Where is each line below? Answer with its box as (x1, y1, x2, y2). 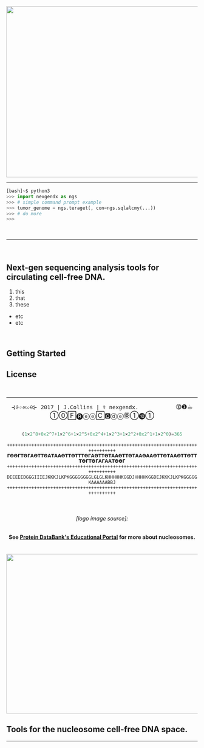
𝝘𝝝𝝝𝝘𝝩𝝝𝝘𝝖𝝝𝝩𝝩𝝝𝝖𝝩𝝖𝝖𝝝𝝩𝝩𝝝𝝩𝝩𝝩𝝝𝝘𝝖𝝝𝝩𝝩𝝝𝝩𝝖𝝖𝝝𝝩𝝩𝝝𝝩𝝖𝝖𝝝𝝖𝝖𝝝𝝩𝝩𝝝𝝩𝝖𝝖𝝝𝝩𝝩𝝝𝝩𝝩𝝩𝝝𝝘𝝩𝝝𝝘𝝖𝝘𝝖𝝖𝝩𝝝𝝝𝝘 (7, 453, 197, 459)
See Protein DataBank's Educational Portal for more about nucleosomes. (8, 533, 195, 541)
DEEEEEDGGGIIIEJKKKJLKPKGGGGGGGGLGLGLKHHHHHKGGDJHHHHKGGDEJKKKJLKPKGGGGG (7, 474, 197, 480)
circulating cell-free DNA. (6, 272, 106, 282)
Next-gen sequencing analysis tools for (6, 262, 160, 272)
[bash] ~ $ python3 (6, 188, 50, 194)
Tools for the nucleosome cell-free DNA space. (6, 724, 188, 735)
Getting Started (6, 348, 66, 359)
